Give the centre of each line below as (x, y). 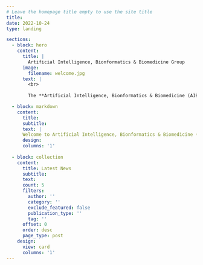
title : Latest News (47, 168)
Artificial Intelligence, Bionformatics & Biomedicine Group (107, 62)
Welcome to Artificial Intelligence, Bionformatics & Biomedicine (108, 135)
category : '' (44, 202)
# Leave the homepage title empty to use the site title (79, 12)
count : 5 (33, 185)
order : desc (37, 230)
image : (31, 68)
